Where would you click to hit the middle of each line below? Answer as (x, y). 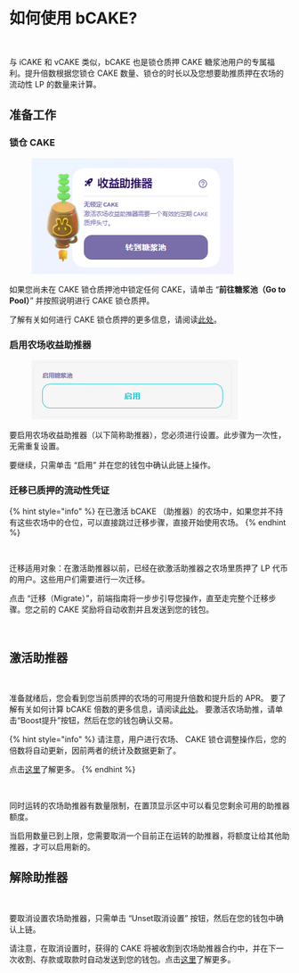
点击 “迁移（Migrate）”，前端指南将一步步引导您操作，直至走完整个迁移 (139, 598)
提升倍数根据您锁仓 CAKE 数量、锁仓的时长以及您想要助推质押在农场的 (154, 73)
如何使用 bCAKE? (73, 18)
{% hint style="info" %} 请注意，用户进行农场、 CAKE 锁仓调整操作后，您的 (148, 739)
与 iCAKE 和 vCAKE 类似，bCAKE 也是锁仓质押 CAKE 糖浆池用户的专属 (138, 62)
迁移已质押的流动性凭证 (59, 490)
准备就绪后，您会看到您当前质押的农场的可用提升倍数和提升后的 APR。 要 (144, 698)
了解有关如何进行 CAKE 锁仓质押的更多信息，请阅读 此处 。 (116, 319)
